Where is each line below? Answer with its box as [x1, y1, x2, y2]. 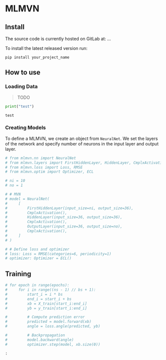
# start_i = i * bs [5, 292, 63, 297]
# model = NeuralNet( [5, 196, 50, 201]
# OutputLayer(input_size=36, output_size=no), [5, 224, 123, 229]
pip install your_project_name [5, 55, 70, 60]
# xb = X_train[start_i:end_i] [5, 301, 87, 306]
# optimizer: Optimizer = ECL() [5, 256, 72, 261]
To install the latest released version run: [5, 45, 88, 51]
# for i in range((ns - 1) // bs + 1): [5, 287, 96, 292]
